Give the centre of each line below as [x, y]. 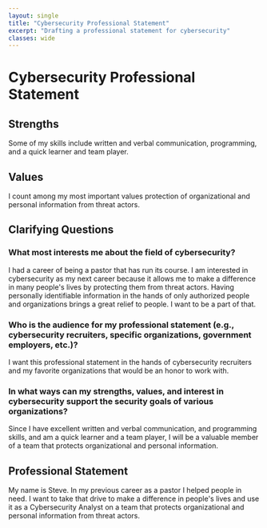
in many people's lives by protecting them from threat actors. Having [121, 287]
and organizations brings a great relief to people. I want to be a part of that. [132, 304]
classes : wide [32, 38]
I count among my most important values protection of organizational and [129, 196]
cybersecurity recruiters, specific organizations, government [130, 334]
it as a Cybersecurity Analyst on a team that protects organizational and [126, 507]
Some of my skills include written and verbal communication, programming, [133, 143]
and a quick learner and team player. [69, 152]
